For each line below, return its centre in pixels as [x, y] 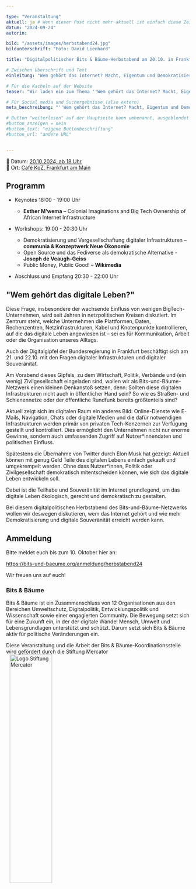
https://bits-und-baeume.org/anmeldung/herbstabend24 [74, 564]
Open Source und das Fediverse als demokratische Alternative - [100, 253]
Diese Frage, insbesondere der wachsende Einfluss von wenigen [84, 309]
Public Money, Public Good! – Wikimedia [72, 265]
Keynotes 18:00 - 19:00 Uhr [47, 200]
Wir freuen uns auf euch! [36, 575]
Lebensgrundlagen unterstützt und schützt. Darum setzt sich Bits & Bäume [96, 628]
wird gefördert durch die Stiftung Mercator [57, 652]
